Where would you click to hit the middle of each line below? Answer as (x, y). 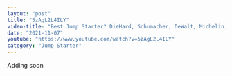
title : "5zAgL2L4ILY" (38, 20)
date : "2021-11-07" (35, 33)
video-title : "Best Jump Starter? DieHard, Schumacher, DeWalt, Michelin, (117, 26)
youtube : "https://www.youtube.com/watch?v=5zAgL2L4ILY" (91, 39)
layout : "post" (29, 13)
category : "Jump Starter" (44, 46)
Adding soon (25, 65)
